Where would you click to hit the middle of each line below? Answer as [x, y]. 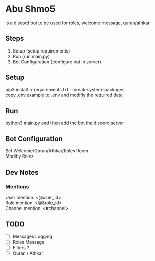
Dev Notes [22, 172]
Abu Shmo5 [30, 9]
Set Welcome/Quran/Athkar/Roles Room [47, 151]
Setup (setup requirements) [41, 50]
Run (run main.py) [31, 56]
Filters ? [21, 247]
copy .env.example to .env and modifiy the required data [64, 95]
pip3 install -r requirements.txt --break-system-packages [65, 89]
